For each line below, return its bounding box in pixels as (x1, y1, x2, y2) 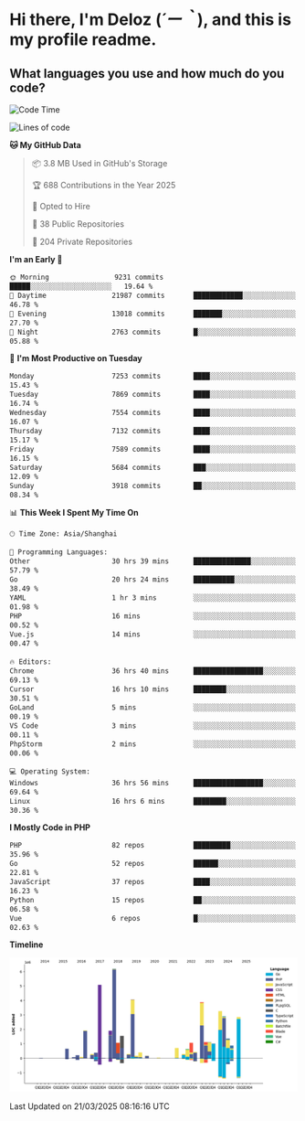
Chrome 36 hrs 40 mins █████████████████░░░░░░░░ (9, 667, 297, 676)
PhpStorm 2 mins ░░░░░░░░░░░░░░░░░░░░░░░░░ (9, 740, 297, 749)
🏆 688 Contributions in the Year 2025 (31, 180, 176, 190)
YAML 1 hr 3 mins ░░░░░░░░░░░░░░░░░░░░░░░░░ (9, 593, 297, 603)
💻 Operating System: (9, 767, 91, 776)
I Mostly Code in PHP (9, 822, 91, 833)
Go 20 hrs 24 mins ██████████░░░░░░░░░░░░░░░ (9, 575, 297, 584)
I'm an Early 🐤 (9, 254, 63, 264)
